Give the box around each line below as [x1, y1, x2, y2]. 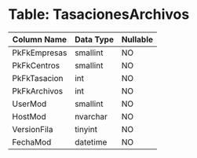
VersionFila [12, 123, 53, 134]
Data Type [74, 34, 114, 45]
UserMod [12, 98, 47, 109]
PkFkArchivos [12, 85, 64, 96]
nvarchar [74, 111, 108, 122]
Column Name [12, 34, 67, 45]
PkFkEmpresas [12, 47, 67, 58]
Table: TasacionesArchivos [8, 6, 190, 24]
